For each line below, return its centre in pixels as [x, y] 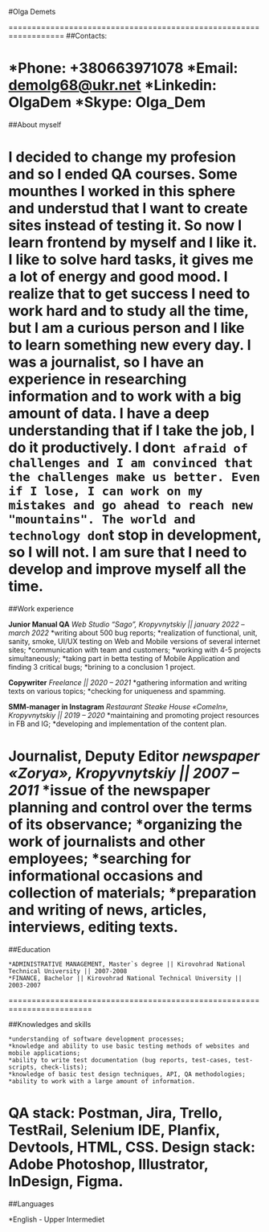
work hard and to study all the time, [128, 311]
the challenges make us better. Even [134, 477]
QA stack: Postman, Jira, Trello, [116, 1113]
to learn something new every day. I [130, 345]
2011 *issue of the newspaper [109, 791]
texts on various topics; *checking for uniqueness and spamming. [117, 691]
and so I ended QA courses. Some [123, 174]
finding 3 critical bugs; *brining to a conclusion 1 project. [102, 667]
